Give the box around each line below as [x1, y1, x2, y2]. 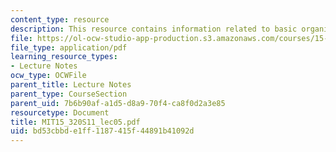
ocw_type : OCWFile [10, 71, 87, 81]
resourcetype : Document [10, 107, 110, 118]
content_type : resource [10, 14, 110, 25]
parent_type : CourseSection [10, 89, 128, 99]
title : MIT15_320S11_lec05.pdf [10, 117, 141, 127]
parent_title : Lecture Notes [10, 80, 132, 90]
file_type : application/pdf [10, 42, 128, 53]
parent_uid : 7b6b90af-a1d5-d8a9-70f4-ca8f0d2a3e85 [10, 98, 226, 108]
